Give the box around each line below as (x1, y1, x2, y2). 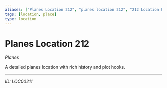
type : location (5, 16, 37, 21)
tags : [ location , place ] (5, 12, 57, 17)
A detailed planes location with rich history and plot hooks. (5, 64, 125, 70)
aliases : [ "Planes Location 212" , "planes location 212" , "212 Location (5, 7, 159, 12)
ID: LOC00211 (5, 78, 33, 85)
